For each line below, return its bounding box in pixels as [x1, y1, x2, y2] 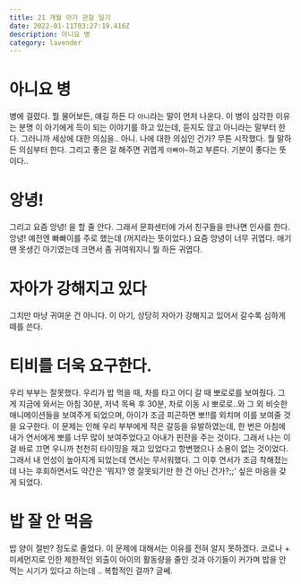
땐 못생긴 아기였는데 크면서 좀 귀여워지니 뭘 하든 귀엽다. [9, 244, 203, 255]
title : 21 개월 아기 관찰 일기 [9, 13, 111, 22]
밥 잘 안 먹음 [9, 511, 93, 532]
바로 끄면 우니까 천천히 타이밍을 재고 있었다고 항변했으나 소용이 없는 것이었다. [18, 443, 289, 453]
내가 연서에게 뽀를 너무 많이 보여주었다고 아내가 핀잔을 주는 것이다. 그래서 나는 [9, 432, 282, 442]
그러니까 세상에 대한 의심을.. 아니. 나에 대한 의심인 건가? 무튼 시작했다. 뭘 [21, 133, 275, 144]
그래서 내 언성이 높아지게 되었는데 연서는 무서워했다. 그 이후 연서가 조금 [9, 454, 258, 465]
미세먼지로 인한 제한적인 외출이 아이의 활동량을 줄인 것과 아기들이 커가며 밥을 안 [9, 554, 287, 564]
